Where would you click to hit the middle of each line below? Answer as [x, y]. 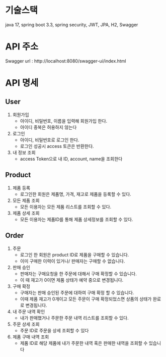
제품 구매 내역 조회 [31, 337]
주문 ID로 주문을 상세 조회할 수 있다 [54, 330]
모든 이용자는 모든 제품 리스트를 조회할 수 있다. [66, 207]
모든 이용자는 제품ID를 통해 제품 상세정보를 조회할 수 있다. [76, 219]
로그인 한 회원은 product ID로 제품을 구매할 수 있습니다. [74, 254]
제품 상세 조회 [26, 213]
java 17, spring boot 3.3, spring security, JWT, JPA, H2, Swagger [72, 24]
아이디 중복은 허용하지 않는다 [48, 127]
